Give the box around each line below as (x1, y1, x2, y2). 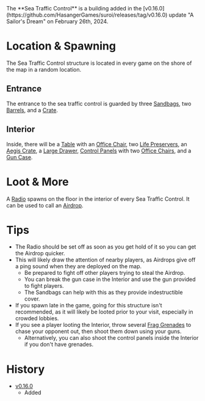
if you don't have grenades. (24, 341, 93, 348)
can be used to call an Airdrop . (6, 201, 84, 209)
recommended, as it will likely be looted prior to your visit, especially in (15, 308, 193, 316)
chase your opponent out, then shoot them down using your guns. (15, 328, 182, 335)
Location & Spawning (6, 39, 116, 53)
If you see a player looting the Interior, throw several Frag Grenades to (15, 321, 192, 329)
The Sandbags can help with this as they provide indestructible (24, 289, 183, 296)
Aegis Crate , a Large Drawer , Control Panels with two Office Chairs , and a (6, 147, 192, 154)
